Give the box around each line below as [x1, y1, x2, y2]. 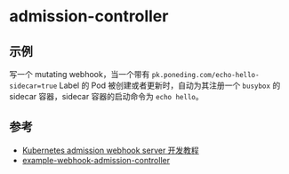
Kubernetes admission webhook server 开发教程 [21, 145, 200, 155]
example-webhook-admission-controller [21, 154, 171, 165]
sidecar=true [9, 82, 58, 91]
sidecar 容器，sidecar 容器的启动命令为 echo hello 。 [9, 91, 204, 101]
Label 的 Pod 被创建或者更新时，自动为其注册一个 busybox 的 [59, 80, 281, 91]
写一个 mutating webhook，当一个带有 [9, 69, 150, 79]
